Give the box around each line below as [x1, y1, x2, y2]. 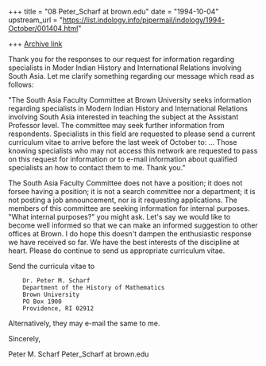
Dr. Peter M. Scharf [22, 277, 91, 285]
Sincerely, [8, 334, 41, 343]
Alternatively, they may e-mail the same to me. [8, 318, 160, 328]
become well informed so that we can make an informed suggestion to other [8, 220, 258, 230]
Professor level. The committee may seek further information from [8, 121, 225, 130]
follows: [8, 80, 34, 89]
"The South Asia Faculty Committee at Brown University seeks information [8, 95, 252, 104]
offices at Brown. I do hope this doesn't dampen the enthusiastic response [8, 229, 253, 238]
